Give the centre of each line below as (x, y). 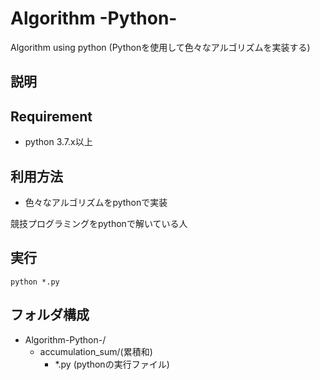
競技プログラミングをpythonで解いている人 (99, 223)
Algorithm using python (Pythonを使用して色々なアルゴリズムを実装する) (160, 47)
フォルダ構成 (50, 315)
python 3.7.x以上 (58, 142)
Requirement (51, 116)
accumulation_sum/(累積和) (96, 351)
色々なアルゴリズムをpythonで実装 (96, 202)
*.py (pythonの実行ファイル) (112, 364)
